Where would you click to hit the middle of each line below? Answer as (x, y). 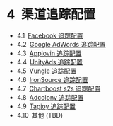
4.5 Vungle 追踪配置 (47, 71)
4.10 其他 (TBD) (40, 115)
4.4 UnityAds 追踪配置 (49, 62)
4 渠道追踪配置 (51, 15)
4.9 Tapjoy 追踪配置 (46, 106)
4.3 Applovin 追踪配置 (49, 53)
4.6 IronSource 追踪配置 (52, 79)
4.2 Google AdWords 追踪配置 (61, 44)
